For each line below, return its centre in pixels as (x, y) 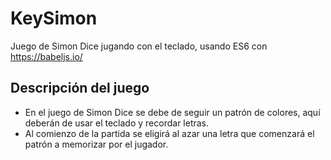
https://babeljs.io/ (46, 56)
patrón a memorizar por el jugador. (96, 144)
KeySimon (54, 18)
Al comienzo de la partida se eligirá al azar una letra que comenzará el (169, 133)
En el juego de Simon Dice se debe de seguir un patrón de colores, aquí (172, 112)
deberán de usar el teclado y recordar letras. (117, 123)
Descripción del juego (80, 88)
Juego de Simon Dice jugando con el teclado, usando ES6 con (139, 46)
